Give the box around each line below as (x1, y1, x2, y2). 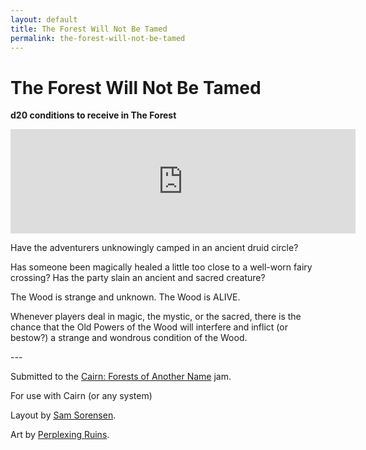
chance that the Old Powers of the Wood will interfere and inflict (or (10, 321, 288, 333)
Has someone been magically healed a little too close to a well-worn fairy (10, 261, 313, 273)
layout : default (10, 14, 78, 25)
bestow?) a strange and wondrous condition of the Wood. (10, 332, 248, 344)
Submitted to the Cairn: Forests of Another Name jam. (10, 371, 232, 383)
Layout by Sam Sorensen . (10, 409, 117, 421)
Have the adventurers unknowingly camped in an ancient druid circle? (10, 242, 299, 254)
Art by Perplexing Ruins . (10, 429, 110, 441)
